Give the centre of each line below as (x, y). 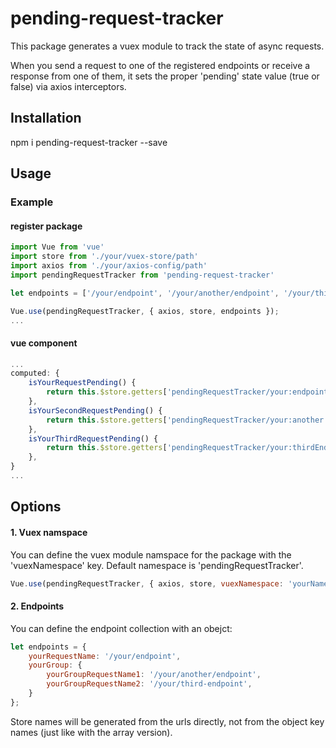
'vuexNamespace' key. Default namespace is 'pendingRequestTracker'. (157, 565)
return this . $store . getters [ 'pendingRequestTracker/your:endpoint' (189, 392)
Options (36, 507)
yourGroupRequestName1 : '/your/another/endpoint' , (154, 675)
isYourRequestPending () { (82, 383)
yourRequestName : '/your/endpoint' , (105, 656)
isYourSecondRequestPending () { (95, 410)
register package (46, 226)
